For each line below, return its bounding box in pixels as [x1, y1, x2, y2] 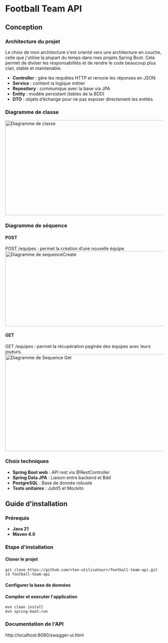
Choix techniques [5, 458, 49, 465]
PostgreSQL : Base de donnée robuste [12, 479, 92, 485]
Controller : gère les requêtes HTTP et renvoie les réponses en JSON [12, 74, 156, 80]
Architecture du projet [5, 38, 60, 45]
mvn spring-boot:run [5, 609, 48, 614]
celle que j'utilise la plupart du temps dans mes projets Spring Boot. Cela [5, 54, 155, 60]
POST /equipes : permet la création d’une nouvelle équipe [5, 245, 124, 251]
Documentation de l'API [5, 620, 64, 627]
